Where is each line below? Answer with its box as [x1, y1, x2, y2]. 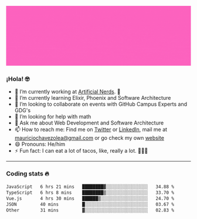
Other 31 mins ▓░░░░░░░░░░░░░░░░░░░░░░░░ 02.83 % [6, 207, 175, 213]
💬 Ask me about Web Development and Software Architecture [14, 119, 164, 126]
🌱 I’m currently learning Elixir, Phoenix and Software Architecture [14, 95, 171, 102]
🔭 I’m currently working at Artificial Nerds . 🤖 [14, 88, 121, 95]
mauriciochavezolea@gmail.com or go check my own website [14, 134, 164, 141]
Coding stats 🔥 [6, 170, 49, 178]
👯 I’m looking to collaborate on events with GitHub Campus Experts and [14, 100, 188, 108]
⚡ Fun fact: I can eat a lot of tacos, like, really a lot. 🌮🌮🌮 [14, 147, 148, 154]
